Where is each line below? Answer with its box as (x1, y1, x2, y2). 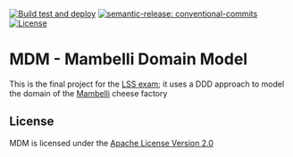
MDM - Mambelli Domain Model (9, 49, 248, 70)
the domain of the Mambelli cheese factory (9, 87, 168, 98)
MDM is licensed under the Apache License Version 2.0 (9, 137, 214, 148)
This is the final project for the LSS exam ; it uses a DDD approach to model (9, 78, 285, 89)
